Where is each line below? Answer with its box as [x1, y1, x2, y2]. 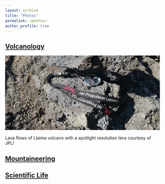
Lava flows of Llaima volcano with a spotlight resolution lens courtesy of [5, 135, 151, 141]
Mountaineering [5, 155, 55, 163]
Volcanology [5, 42, 45, 51]
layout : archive [5, 8, 38, 13]
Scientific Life [5, 171, 49, 179]
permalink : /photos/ [5, 18, 48, 23]
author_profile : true [5, 24, 50, 28]
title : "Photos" [5, 13, 38, 18]
